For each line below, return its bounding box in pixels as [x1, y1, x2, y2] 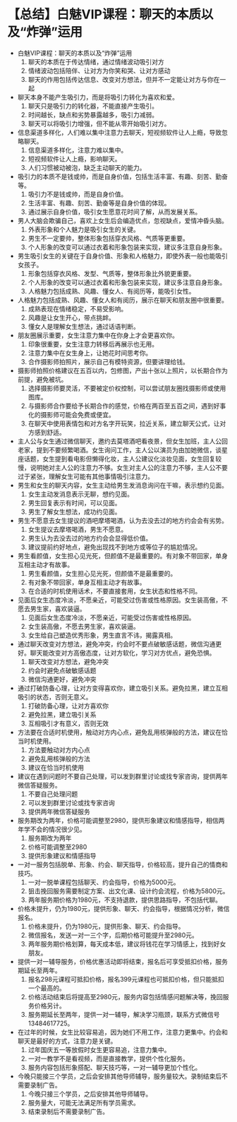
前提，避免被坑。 [17, 375, 68, 383]
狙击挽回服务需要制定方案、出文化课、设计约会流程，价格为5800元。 [28, 886, 229, 895]
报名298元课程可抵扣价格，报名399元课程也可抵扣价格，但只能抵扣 [28, 975, 224, 983]
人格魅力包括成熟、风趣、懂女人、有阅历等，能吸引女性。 [28, 286, 195, 295]
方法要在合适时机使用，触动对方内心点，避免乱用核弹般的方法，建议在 [17, 728, 222, 736]
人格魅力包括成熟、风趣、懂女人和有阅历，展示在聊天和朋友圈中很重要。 [17, 296, 228, 304]
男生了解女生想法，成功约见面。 [28, 507, 121, 516]
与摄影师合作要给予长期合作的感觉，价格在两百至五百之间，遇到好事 [28, 402, 226, 410]
